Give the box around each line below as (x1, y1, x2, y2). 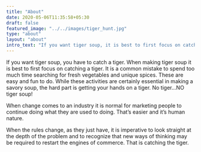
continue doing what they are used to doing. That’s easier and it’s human (6, 108, 185, 115)
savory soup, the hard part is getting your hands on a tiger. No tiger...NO (6, 84, 184, 91)
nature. (6, 114, 24, 121)
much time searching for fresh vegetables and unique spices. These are (6, 71, 184, 78)
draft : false (6, 20, 39, 26)
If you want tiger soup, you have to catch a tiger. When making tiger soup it (6, 58, 191, 66)
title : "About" (6, 8, 44, 15)
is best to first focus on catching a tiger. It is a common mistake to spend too (6, 65, 195, 72)
